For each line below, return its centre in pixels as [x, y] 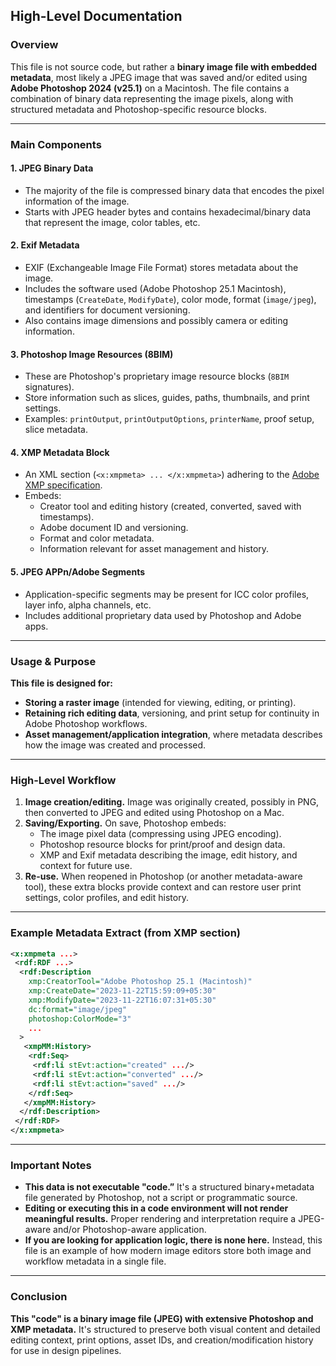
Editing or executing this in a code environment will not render [156, 1208]
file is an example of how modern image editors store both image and [168, 1251]
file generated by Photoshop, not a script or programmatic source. [161, 1198]
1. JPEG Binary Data [52, 168]
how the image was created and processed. [115, 745]
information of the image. [77, 201]
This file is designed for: [61, 683]
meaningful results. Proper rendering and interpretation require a [160, 1219]
